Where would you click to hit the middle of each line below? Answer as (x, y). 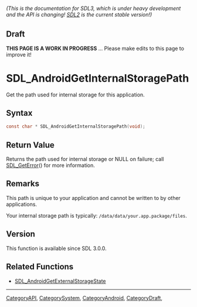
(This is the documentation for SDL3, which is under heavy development (94, 8)
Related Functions (40, 267)
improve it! (19, 54)
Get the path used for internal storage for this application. (75, 95)
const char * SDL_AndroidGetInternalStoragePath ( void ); (76, 126)
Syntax (19, 113)
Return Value (30, 145)
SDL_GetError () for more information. (51, 165)
